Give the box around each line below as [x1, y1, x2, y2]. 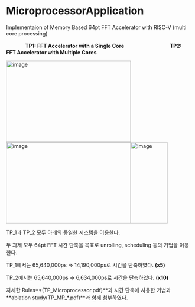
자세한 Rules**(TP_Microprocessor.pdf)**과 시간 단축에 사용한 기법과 [6, 286, 171, 293]
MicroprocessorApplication [6, 4, 144, 18]
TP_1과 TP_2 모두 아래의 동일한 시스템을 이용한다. [6, 229, 121, 236]
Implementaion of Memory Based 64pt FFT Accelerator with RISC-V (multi [6, 24, 187, 31]
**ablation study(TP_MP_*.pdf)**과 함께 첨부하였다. [6, 294, 128, 301]
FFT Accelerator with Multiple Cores [6, 49, 97, 56]
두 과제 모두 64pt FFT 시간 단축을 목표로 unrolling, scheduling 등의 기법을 [6, 241, 178, 248]
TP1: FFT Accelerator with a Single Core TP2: [25, 42, 182, 49]
